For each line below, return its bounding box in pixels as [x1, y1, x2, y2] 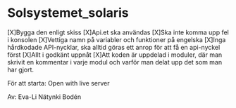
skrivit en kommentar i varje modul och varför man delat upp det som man [7, 58, 223, 66]
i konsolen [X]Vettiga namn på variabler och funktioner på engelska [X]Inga [7, 35, 226, 43]
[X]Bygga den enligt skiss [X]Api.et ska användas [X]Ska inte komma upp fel [7, 28, 229, 36]
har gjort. [7, 65, 34, 74]
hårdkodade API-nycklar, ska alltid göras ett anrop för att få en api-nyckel [7, 43, 221, 51]
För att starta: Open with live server [7, 79, 110, 87]
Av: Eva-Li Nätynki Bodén [7, 93, 82, 101]
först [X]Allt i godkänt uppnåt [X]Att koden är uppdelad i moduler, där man [7, 50, 223, 59]
